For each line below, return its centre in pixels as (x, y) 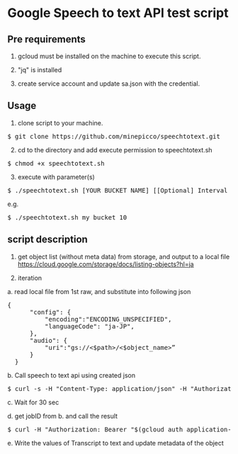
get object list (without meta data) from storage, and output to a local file (124, 256)
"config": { (50, 312)
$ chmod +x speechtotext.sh (56, 163)
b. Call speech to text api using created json (72, 375)
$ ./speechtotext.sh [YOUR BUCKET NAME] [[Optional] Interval (118, 190)
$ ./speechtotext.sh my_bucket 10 (67, 217)
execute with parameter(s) (56, 177)
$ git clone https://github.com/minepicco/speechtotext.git (114, 136)
